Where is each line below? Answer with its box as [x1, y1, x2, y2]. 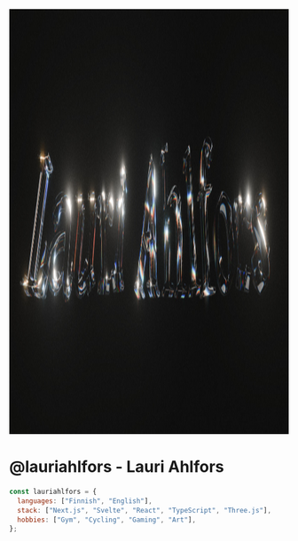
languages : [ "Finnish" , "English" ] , [17, 496, 153, 506]
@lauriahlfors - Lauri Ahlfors [9, 457, 224, 477]
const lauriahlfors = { [9, 487, 98, 496]
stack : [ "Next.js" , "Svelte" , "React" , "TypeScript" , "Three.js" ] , [17, 506, 272, 514]
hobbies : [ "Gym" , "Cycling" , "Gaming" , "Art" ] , [17, 515, 197, 524]
